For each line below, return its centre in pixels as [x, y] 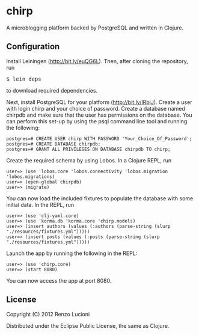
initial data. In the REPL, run [40, 204]
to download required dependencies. [52, 90]
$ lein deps [24, 79]
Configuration [33, 47]
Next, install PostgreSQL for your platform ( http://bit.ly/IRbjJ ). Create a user [99, 102]
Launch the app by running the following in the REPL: [72, 253]
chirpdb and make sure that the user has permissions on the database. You [99, 115]
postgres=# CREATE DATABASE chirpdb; [54, 144]
